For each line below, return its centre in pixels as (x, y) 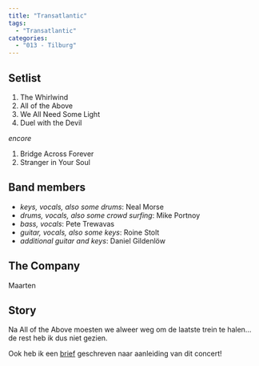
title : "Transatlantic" (48, 16)
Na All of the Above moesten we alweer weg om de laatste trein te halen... (130, 330)
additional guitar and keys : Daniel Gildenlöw (93, 240)
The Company (44, 266)
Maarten (22, 285)
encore (20, 138)
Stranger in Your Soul (55, 162)
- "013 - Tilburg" (46, 46)
